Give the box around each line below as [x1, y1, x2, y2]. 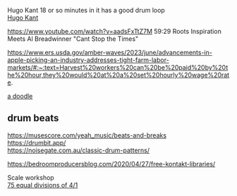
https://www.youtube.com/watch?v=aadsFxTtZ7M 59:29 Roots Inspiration [7, 27, 222, 35]
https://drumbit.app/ [7, 138, 66, 147]
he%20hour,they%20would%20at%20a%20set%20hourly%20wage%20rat [7, 71, 230, 79]
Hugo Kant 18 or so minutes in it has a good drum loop [7, 6, 166, 14]
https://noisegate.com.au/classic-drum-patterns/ [7, 146, 150, 154]
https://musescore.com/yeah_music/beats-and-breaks [7, 130, 167, 140]
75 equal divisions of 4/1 [7, 180, 78, 189]
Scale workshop [7, 173, 54, 182]
